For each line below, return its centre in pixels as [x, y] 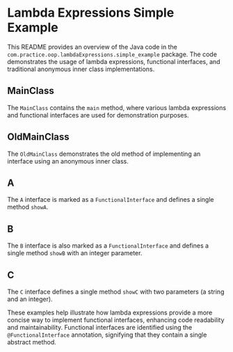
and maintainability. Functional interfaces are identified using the [100, 327]
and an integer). [30, 299]
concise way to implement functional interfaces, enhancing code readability [116, 320]
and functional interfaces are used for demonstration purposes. [98, 115]
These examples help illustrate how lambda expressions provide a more [110, 312]
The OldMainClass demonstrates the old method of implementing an [104, 154]
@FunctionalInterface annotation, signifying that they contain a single [107, 335]
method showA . [28, 207]
